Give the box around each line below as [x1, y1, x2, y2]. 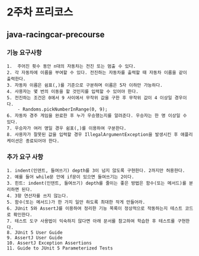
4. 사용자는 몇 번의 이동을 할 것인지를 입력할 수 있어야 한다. [7, 89, 139, 94]
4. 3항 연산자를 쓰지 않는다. [7, 193, 69, 199]
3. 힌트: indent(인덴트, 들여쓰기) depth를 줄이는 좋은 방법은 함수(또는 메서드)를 [7, 181, 187, 187]
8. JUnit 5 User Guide [7, 230, 63, 236]
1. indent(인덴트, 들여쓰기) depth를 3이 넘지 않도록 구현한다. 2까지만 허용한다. [7, 167, 185, 174]
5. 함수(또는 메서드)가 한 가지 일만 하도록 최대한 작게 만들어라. [7, 200, 146, 206]
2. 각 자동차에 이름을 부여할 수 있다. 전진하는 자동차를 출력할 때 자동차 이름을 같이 [7, 69, 187, 75]
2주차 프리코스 [7, 5, 73, 19]
